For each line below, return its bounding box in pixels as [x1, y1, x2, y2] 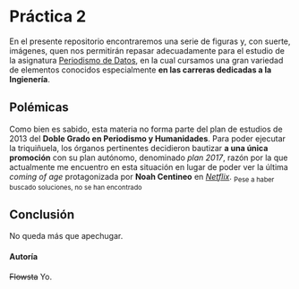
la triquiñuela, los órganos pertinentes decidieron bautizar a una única [9, 142, 269, 153]
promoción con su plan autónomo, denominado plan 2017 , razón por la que [9, 152, 288, 163]
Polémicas [9, 100, 69, 115]
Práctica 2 [9, 6, 87, 27]
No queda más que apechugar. [9, 231, 124, 242]
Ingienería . [9, 73, 51, 84]
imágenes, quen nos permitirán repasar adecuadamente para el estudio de [9, 45, 285, 55]
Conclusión [9, 207, 75, 222]
